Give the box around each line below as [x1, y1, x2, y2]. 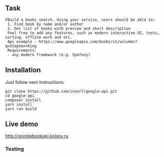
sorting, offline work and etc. [5, 34, 72, 39]
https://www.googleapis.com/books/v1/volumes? [38, 39, 137, 44]
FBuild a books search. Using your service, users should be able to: [5, 17, 155, 22]
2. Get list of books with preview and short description [7, 26, 131, 31]
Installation [5, 66, 41, 74]
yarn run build [5, 106, 37, 111]
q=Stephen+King [5, 43, 37, 48]
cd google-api [5, 93, 35, 98]
